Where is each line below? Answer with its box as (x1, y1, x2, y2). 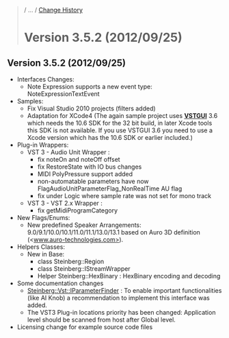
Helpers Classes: (16, 243, 65, 251)
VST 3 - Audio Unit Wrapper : (27, 148, 110, 156)
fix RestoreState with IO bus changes (37, 162, 142, 171)
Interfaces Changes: (16, 75, 75, 83)
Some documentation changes (16, 279, 104, 287)
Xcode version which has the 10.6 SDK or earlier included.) (27, 134, 193, 141)
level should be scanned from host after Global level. (27, 315, 176, 324)
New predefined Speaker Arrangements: (27, 221, 142, 229)
